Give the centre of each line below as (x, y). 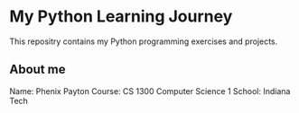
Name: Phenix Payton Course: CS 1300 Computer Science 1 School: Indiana (150, 91)
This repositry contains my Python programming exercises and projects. (144, 41)
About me (37, 70)
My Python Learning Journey (121, 17)
